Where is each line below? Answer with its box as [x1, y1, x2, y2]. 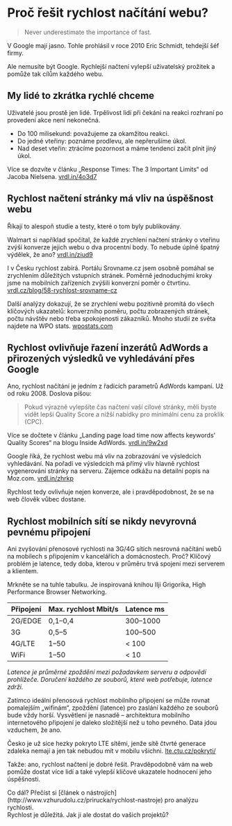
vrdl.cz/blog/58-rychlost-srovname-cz [7, 286, 118, 294]
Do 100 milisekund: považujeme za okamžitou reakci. [17, 129, 169, 137]
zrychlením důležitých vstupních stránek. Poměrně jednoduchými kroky [7, 271, 213, 279]
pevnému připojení [7, 526, 91, 538]
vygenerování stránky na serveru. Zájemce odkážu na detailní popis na [7, 467, 210, 475]
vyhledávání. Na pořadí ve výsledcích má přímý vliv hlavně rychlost [7, 460, 200, 468]
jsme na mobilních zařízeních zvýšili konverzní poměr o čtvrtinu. [7, 279, 191, 287]
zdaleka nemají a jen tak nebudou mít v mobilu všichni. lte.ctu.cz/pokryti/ [7, 747, 217, 755]
